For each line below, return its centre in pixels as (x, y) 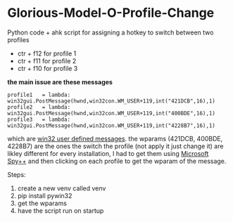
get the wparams (42, 203)
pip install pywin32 (45, 195)
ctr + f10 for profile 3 (48, 68)
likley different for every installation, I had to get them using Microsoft (108, 153)
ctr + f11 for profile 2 (47, 60)
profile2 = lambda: (39, 107)
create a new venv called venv (62, 188)
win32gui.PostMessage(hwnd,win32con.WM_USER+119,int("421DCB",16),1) (112, 101)
